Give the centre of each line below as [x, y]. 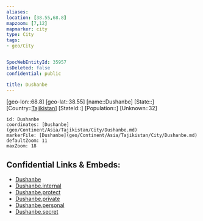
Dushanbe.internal [38, 186]
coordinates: [23, 125]
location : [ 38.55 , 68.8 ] [37, 18]
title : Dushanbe [27, 85]
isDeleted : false [28, 68]
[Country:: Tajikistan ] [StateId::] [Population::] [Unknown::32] [82, 108]
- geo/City [20, 46]
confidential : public [34, 74]
